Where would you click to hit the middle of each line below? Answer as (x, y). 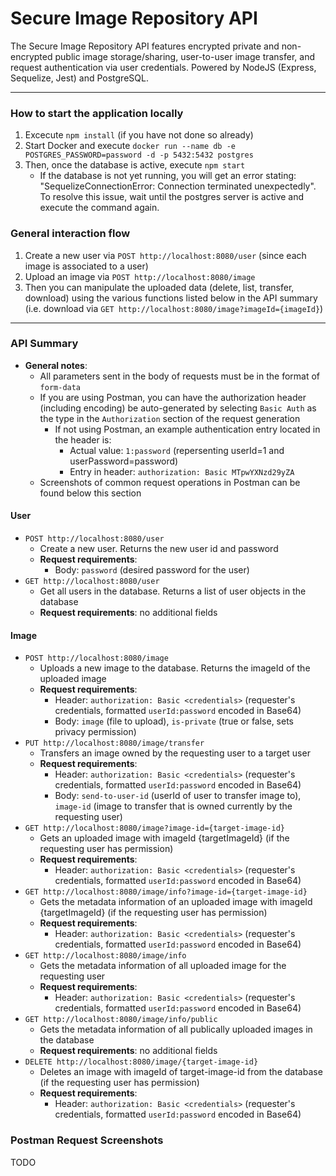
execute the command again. (99, 208)
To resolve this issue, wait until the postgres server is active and (172, 197)
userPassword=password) (124, 461)
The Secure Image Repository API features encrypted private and (145, 46)
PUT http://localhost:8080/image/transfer (114, 743)
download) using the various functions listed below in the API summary (171, 298)
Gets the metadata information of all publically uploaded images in (176, 1029)
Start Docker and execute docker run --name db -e (130, 146)
